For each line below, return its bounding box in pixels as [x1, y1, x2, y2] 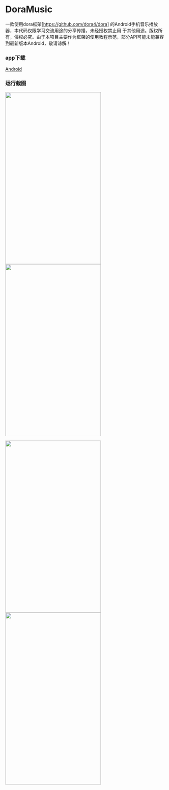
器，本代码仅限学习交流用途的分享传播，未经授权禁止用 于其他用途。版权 [5, 27, 158, 34]
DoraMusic [5, 4, 52, 15]
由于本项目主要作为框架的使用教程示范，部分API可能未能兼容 [36, 34, 164, 40]
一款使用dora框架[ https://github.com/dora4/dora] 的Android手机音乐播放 [5, 21, 158, 27]
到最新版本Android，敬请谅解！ [5, 40, 71, 46]
